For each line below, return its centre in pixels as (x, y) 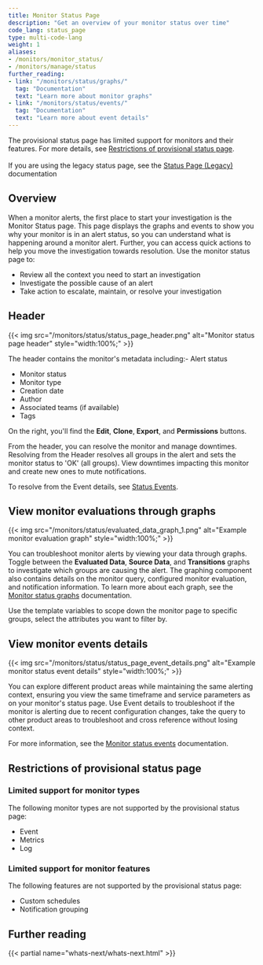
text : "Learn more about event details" (82, 118)
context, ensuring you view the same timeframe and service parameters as (130, 695)
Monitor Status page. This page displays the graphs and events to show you (131, 226)
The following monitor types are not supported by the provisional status (124, 808)
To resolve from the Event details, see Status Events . (93, 486)
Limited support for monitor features (79, 868)
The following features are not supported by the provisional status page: (125, 886)
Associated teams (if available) (69, 407)
